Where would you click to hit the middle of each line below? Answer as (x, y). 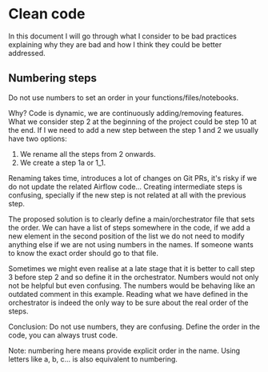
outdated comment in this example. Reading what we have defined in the (128, 294)
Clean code (47, 14)
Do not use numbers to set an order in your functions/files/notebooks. (123, 98)
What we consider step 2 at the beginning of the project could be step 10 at (133, 122)
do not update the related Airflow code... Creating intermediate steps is (125, 186)
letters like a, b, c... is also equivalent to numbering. (93, 359)
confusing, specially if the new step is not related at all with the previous (127, 195)
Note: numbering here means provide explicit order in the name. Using (124, 350)
